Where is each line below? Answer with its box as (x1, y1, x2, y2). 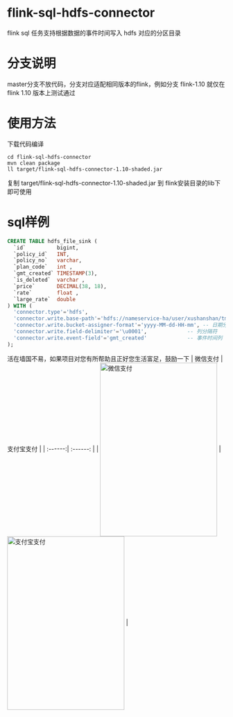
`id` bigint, (13, 244, 79, 251)
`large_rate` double (13, 296, 76, 303)
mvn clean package (7, 160, 60, 167)
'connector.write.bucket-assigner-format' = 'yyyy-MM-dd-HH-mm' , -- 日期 (13, 321, 223, 329)
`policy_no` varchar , (13, 257, 82, 264)
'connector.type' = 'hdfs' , (13, 309, 89, 316)
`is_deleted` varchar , (13, 276, 85, 283)
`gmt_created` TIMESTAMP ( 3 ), (13, 270, 98, 277)
